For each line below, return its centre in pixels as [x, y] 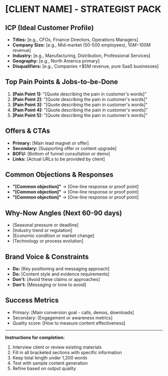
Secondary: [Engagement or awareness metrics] [62, 317]
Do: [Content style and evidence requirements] [61, 274]
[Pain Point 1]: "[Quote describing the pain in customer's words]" [79, 94]
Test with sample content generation [50, 363]
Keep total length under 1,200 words [50, 357]
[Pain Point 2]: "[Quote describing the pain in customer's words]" [80, 99]
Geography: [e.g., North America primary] [56, 61]
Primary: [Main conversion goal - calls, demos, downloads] [73, 312]
